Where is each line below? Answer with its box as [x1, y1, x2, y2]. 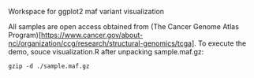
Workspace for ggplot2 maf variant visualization [8, 7, 164, 16]
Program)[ [8, 31, 42, 39]
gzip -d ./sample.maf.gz [8, 62, 90, 70]
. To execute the [194, 39, 247, 48]
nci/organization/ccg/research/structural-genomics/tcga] [8, 39, 195, 48]
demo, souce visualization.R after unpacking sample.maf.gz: [8, 47, 204, 56]
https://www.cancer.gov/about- [40, 31, 144, 39]
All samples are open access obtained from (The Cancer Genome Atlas [8, 22, 239, 31]
